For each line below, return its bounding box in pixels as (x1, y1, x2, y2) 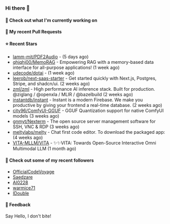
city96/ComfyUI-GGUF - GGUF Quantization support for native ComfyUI (12, 107, 164, 114)
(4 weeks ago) (12, 134, 43, 141)
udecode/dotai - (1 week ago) (12, 70, 75, 76)
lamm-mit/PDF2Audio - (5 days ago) (12, 54, 89, 60)
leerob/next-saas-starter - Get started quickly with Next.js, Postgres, (12, 76, 157, 82)
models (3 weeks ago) (12, 113, 59, 119)
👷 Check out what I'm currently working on (5, 17, 97, 23)
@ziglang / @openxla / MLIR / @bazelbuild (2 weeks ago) (12, 91, 133, 98)
